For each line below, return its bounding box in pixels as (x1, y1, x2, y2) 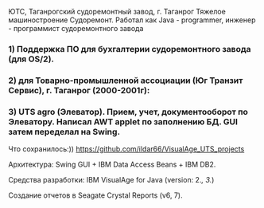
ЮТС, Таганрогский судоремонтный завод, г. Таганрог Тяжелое (8, 7, 227, 16)
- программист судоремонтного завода (8, 24, 144, 33)
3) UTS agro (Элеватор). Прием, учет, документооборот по (8, 106, 249, 117)
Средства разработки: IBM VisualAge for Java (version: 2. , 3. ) (8, 175, 215, 185)
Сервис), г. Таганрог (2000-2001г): (8, 84, 150, 96)
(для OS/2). (8, 53, 54, 65)
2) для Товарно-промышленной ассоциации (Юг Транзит (8, 75, 243, 86)
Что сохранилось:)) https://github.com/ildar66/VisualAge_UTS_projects (8, 144, 245, 154)
